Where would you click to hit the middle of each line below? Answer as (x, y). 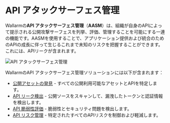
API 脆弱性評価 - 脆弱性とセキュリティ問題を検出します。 (72, 109)
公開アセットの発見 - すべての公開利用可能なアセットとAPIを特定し (83, 83)
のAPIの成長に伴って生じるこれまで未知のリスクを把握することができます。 (84, 44)
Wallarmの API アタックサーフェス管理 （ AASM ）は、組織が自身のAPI (77, 25)
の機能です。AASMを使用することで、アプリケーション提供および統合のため (85, 38)
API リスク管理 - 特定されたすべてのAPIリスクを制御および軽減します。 (87, 115)
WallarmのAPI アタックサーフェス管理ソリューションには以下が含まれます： (84, 72)
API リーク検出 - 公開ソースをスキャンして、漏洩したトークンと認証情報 (88, 96)
